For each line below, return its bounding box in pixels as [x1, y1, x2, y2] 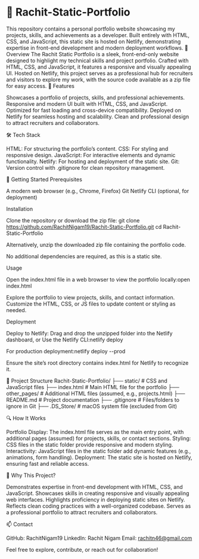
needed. [6, 306, 27, 313]
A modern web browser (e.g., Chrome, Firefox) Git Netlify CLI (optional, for [6, 187, 189, 194]
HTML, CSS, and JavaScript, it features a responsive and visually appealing [6, 63, 192, 71]
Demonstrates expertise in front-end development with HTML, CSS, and [6, 483, 183, 490]
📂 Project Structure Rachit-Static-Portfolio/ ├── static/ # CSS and [6, 377, 168, 384]
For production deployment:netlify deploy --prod [6, 347, 126, 355]
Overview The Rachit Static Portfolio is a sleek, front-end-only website [6, 50, 179, 57]
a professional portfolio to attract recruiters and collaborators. [6, 508, 158, 516]
